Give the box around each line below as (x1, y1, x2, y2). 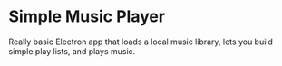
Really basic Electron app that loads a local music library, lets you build (8, 36, 274, 47)
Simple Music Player (8, 6, 165, 27)
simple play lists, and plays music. (8, 45, 136, 56)
